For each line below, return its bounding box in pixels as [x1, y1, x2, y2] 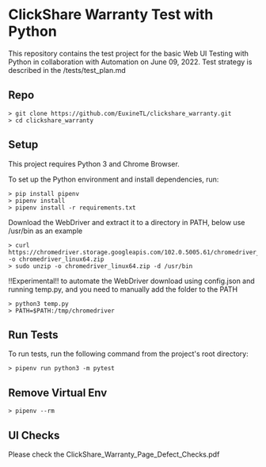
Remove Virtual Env [8, 386, 108, 400]
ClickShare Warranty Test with [8, 6, 214, 24]
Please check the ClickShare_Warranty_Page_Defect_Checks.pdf [8, 450, 220, 459]
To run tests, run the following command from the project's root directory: [8, 349, 249, 358]
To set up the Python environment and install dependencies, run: [8, 174, 219, 184]
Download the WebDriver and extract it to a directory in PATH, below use [8, 217, 245, 227]
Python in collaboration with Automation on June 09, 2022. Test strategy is [8, 57, 253, 67]
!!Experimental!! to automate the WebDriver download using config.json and [8, 276, 255, 285]
